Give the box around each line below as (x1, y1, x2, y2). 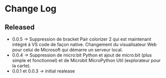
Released (5, 23, 35, 31)
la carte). (12, 63, 31, 68)
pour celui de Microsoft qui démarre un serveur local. (12, 47, 123, 52)
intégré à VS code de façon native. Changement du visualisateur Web (12, 41, 157, 47)
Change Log (5, 3, 57, 14)
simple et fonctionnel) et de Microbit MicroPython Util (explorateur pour (12, 57, 161, 63)
